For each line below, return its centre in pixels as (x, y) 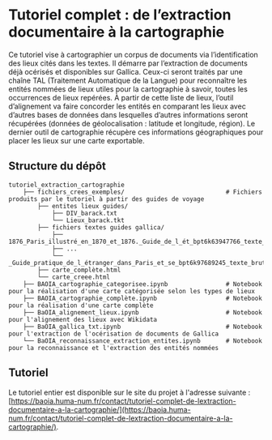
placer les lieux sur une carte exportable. (77, 140)
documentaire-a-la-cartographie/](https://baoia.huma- (100, 409)
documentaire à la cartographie (117, 32)
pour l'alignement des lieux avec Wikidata (83, 319)
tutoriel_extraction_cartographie (67, 185)
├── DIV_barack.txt (84, 213)
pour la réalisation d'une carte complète (81, 305)
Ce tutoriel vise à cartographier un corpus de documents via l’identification (134, 54)
